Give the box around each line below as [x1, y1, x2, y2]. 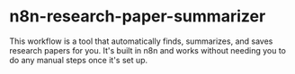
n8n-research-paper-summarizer [9, 6, 266, 27]
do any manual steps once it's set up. [9, 54, 148, 65]
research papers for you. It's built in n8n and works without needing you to [9, 45, 286, 55]
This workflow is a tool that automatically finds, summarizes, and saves [9, 36, 273, 46]
